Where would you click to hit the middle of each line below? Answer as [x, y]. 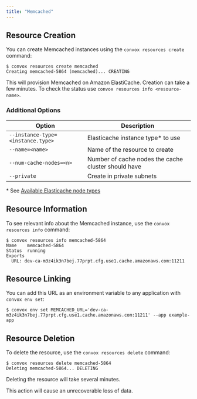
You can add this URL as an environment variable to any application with [93, 293]
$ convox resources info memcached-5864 [56, 240]
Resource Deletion [40, 338]
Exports [16, 256]
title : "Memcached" [30, 11]
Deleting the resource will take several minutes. [63, 380]
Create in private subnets [122, 176]
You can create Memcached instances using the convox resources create [95, 49]
